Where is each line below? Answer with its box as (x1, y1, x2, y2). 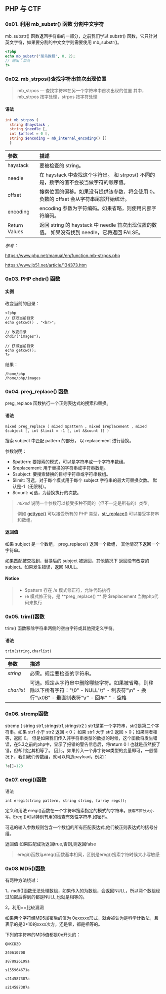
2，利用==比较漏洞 (5, 904, 44, 910)
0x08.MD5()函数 (5, 865, 45, 872)
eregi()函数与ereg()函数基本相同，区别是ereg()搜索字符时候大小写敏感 (17, 851, 160, 857)
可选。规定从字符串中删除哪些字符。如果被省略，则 (30, 680, 149, 686)
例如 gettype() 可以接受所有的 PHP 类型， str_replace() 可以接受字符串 (17, 511, 160, 517)
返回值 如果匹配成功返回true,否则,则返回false (5, 841, 96, 847)
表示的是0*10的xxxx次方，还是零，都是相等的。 (5, 921, 103, 927)
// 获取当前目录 (5, 316, 34, 321)
